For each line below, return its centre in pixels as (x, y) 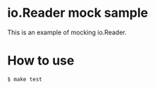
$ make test (25, 79)
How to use (41, 61)
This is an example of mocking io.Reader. (67, 32)
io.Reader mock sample (78, 13)
